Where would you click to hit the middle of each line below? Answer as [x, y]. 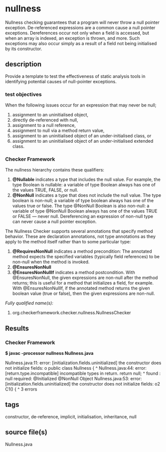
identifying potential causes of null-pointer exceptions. [61, 81]
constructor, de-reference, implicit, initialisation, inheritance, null [71, 416]
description [23, 64]
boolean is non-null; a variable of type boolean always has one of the [83, 201]
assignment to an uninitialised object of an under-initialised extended [83, 141]
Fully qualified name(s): [29, 303]
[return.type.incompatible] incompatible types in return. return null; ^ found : [83, 373]
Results [17, 328]
